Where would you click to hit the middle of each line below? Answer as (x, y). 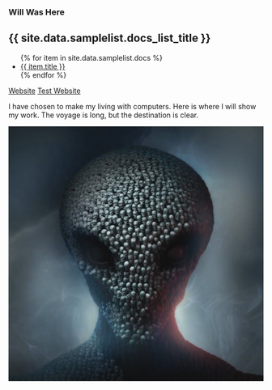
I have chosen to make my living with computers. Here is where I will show (132, 106)
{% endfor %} (43, 74)
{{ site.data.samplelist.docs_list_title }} (110, 38)
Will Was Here (36, 12)
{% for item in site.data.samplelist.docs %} (91, 57)
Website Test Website (45, 91)
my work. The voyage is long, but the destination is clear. (104, 115)
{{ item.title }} (42, 66)
